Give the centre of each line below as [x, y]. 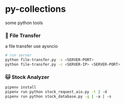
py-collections [36, 9]
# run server [19, 55]
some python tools [24, 23]
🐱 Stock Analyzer [27, 77]
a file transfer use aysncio [32, 46]
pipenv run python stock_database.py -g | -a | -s [58, 96]
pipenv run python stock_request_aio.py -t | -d [56, 92]
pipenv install [21, 87]
